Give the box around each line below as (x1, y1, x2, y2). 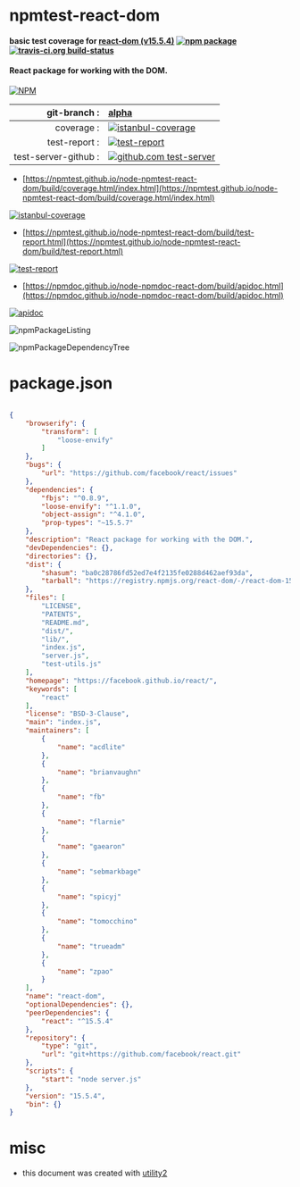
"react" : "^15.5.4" (41, 1016, 114, 1025)
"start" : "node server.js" (41, 1074, 142, 1083)
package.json (9, 373, 113, 394)
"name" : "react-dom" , (25, 992, 105, 1001)
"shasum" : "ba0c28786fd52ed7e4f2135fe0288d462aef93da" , (41, 568, 254, 577)
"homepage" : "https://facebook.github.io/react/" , (25, 676, 218, 685)
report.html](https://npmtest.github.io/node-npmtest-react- (21, 236, 241, 247)
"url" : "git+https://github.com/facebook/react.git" (41, 1050, 242, 1059)
